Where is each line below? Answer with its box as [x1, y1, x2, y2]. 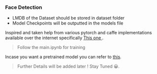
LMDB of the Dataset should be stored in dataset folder [12, 15, 125, 21]
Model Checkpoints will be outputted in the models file [12, 20, 123, 26]
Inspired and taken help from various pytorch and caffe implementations [5, 30, 152, 36]
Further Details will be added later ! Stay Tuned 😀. [17, 63, 120, 70]
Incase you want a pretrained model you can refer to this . [5, 54, 122, 60]
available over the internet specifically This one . [5, 35, 104, 41]
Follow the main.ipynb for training [17, 45, 85, 50]
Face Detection [5, 4, 42, 11]
